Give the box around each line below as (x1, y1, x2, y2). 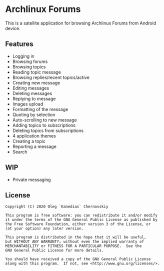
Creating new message (12, 79, 60, 85)
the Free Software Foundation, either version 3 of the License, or (5, 221, 151, 227)
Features (5, 40, 33, 48)
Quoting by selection (12, 111, 55, 117)
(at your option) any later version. (5, 226, 84, 231)
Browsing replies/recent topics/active (12, 74, 90, 80)
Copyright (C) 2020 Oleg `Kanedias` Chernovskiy (5, 204, 108, 209)
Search (12, 148, 27, 154)
